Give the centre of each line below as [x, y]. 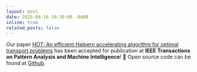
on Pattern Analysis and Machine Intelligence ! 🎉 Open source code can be [98, 57]
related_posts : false [33, 28]
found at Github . [26, 63]
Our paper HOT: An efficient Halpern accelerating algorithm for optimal [92, 44]
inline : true [22, 22]
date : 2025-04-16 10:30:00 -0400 [47, 17]
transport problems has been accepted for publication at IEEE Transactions [98, 51]
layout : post [22, 11]
